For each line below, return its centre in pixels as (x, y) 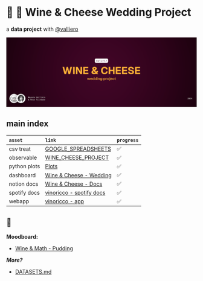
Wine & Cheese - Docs (74, 184)
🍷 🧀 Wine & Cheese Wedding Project (99, 12)
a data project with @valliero (42, 29)
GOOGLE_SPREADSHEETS (78, 149)
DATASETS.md (33, 272)
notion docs (24, 184)
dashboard (22, 175)
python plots (24, 166)
